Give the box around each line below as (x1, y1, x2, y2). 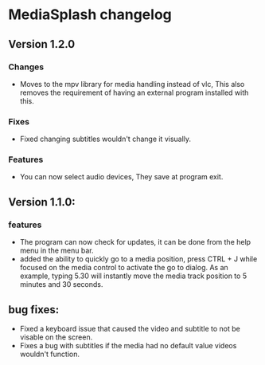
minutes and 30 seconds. (19, 280, 103, 289)
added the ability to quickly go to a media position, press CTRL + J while (19, 254, 258, 264)
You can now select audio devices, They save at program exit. (19, 172, 224, 182)
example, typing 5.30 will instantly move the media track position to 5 (19, 271, 247, 281)
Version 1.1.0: (8, 195, 76, 209)
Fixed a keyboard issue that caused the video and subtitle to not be (19, 324, 240, 333)
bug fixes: (8, 303, 60, 316)
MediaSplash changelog (8, 6, 173, 24)
